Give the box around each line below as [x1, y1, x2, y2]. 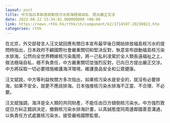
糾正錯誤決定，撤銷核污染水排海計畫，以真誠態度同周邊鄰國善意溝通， [18, 106, 165, 112]
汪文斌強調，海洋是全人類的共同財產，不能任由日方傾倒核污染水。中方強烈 [5, 100, 160, 106]
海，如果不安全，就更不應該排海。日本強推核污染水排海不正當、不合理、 [5, 83, 156, 89]
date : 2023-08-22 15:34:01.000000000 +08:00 [5, 17, 101, 22]
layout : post [5, 7, 33, 13]
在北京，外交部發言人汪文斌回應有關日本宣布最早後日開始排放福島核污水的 [5, 41, 160, 47]
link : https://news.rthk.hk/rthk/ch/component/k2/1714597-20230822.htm [5, 21, 159, 27]
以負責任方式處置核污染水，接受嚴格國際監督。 [5, 112, 103, 118]
